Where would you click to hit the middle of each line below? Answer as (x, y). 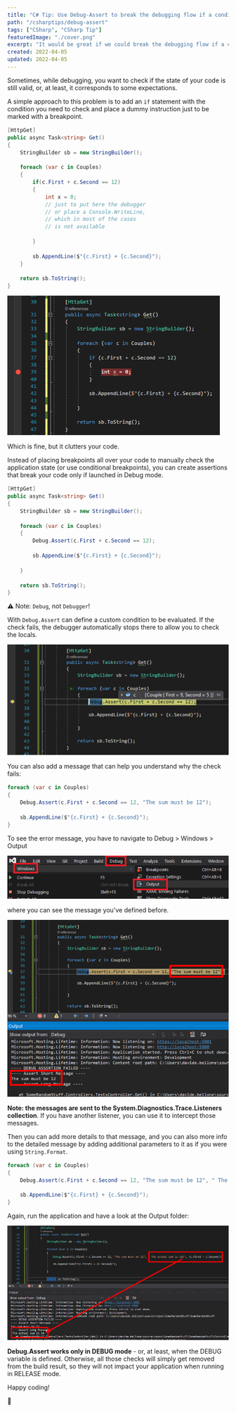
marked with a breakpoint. (45, 116)
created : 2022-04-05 (38, 52)
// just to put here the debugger (95, 204)
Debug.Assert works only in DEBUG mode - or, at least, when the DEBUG (114, 1351)
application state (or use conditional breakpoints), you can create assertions (118, 467)
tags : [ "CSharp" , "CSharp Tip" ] (54, 30)
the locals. (22, 635)
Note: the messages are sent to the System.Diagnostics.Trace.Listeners (115, 1108)
